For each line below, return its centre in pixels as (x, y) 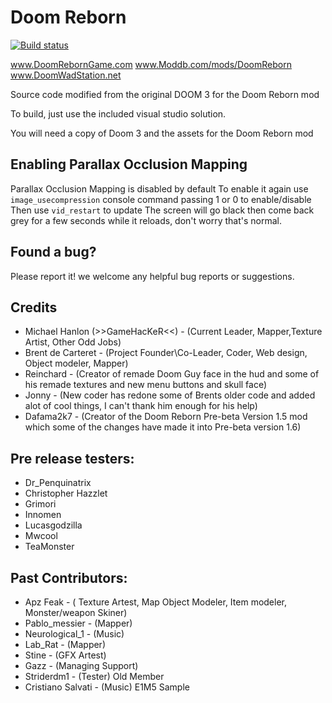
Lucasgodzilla (53, 525)
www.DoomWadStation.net (66, 75)
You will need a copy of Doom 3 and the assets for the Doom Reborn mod (162, 133)
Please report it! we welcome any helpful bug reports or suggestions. (152, 276)
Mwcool (41, 536)
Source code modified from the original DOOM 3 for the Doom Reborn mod (165, 94)
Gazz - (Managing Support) (81, 665)
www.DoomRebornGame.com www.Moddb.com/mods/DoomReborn (151, 64)
